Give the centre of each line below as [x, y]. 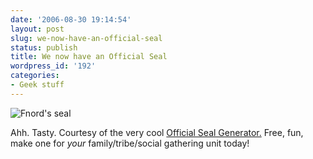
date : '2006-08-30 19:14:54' [71, 19]
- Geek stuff [37, 85]
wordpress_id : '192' [53, 66]
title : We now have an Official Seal [89, 57]
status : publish [44, 47]
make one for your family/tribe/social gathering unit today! [130, 143]
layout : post [37, 29]
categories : [35, 76]
